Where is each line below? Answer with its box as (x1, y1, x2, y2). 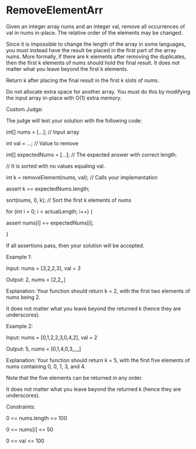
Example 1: (6, 253, 32, 260)
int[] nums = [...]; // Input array (6, 128, 80, 135)
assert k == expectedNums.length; (6, 185, 90, 192)
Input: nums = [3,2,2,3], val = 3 (6, 264, 81, 271)
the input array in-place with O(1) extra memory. (6, 94, 122, 101)
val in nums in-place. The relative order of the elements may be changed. (6, 29, 183, 36)
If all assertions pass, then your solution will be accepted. (6, 241, 145, 249)
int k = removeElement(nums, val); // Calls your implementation (6, 174, 158, 181)
